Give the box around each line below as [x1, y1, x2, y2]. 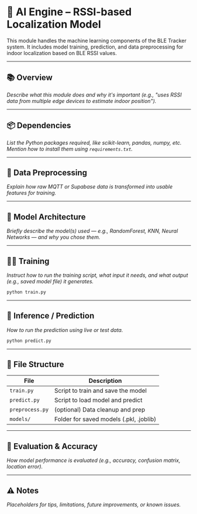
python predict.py [6, 338, 51, 344]
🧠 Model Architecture [6, 212, 87, 222]
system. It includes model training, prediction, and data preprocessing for [6, 43, 184, 50]
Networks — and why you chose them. [6, 234, 101, 241]
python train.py [6, 289, 46, 295]
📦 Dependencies [6, 121, 71, 131]
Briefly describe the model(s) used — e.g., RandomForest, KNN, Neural [6, 228, 178, 235]
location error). [6, 463, 43, 470]
